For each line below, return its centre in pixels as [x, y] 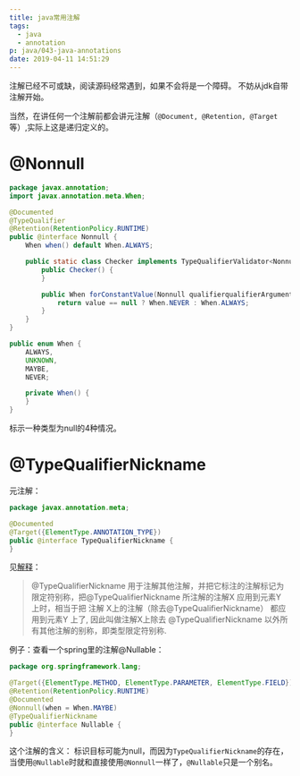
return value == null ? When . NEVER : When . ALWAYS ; [153, 303]
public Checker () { [78, 269]
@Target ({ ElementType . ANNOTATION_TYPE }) [86, 532]
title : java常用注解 [45, 17]
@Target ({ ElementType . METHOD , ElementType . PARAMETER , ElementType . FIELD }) [151, 683]
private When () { [58, 393]
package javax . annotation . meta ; [69, 507]
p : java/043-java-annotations [66, 51]
